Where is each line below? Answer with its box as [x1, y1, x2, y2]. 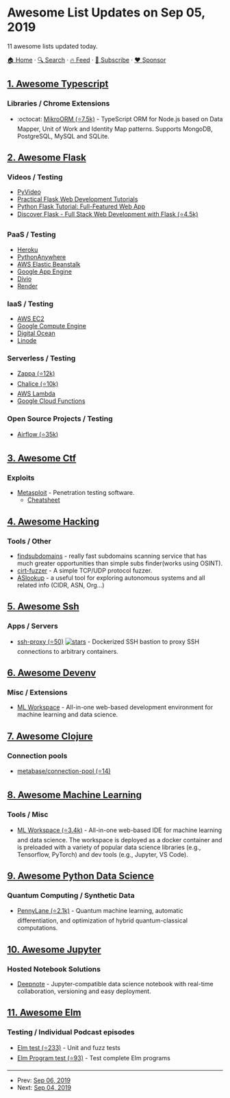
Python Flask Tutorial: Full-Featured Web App [16, 202, 146, 210]
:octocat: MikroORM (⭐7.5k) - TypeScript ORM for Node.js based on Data [16, 114, 223, 123]
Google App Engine [16, 267, 72, 276]
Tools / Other [7, 536, 51, 546]
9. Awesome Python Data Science [7, 870, 154, 882]
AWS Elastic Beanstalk [16, 260, 81, 268]
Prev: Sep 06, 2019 [16, 1076, 71, 1084]
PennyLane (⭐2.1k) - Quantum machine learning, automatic [16, 907, 183, 915]
